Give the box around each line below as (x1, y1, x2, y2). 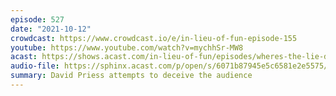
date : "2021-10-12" (10, 24, 92, 34)
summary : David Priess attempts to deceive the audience (10, 71, 253, 81)
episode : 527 (10, 14, 65, 25)
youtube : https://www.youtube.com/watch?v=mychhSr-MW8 (10, 42, 244, 53)
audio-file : (10, 61, 60, 71)
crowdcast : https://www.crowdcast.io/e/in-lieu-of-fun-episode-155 (10, 33, 298, 43)
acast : (10, 52, 38, 62)
